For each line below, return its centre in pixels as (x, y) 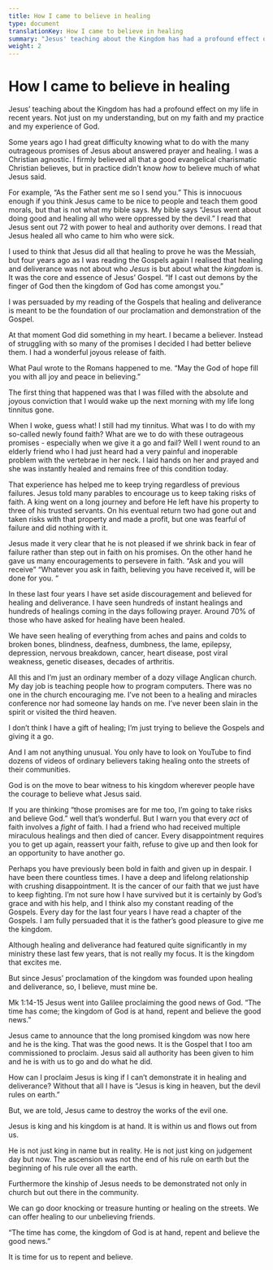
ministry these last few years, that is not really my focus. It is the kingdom (131, 954)
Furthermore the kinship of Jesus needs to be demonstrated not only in (128, 1184)
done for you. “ (34, 578)
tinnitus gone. (31, 410)
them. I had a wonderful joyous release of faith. (87, 353)
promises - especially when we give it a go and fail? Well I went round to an (134, 443)
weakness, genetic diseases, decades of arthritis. (91, 662)
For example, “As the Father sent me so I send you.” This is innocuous (125, 193)
